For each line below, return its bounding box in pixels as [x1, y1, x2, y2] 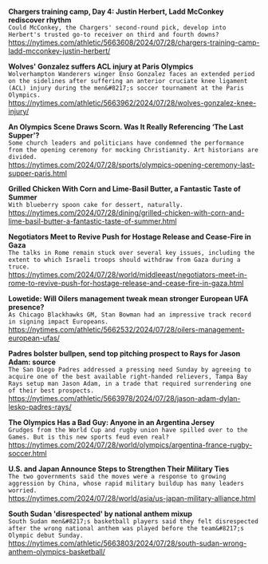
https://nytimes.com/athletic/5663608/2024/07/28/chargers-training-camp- [8, 38, 260, 47]
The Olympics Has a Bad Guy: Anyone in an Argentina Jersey [8, 418, 215, 427]
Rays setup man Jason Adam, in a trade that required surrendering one [8, 379, 251, 387]
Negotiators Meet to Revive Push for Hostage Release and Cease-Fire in [8, 232, 251, 241]
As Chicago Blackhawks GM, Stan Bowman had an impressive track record [8, 311, 251, 319]
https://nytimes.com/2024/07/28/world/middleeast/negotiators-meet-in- [8, 270, 247, 279]
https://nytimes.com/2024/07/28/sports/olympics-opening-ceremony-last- [8, 160, 255, 169]
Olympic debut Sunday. [8, 531, 84, 539]
